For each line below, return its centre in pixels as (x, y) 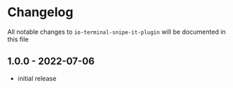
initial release (37, 78)
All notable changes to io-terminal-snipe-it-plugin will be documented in (117, 32)
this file (18, 39)
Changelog (40, 12)
